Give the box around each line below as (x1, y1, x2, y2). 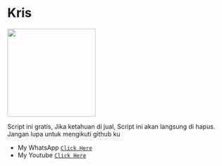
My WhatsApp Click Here (17, 143, 93, 152)
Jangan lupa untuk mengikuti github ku (7, 129, 121, 138)
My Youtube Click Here (17, 151, 87, 159)
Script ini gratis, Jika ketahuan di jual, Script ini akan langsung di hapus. (7, 122, 216, 131)
